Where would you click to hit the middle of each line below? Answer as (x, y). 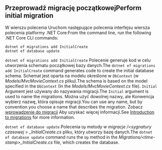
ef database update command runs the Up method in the (61, 137)
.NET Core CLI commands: (32, 38)
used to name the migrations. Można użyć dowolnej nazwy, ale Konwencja (80, 96)
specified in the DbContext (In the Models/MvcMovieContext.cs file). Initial (81, 86)
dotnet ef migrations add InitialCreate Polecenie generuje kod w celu (78, 60)
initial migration (29, 16)
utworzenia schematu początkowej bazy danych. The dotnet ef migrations (80, 65)
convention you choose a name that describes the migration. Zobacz (74, 107)
